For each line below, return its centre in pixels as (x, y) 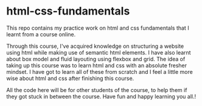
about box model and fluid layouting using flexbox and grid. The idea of (96, 59)
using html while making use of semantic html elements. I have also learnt (99, 52)
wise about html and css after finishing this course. (70, 78)
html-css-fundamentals (68, 11)
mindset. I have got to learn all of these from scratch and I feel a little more (99, 71)
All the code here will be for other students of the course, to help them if (97, 90)
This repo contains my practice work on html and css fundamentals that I (98, 28)
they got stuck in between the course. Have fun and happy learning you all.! (101, 96)
